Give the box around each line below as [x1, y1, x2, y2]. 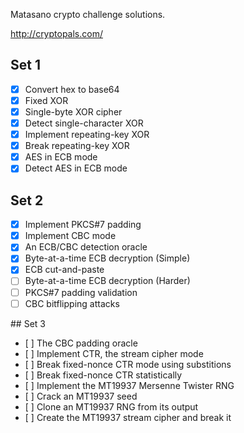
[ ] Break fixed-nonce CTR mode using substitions [24, 358, 232, 370]
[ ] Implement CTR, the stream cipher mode [24, 347, 204, 359]
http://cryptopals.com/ [10, 28, 103, 39]
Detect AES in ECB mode [24, 162, 128, 174]
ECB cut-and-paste [24, 264, 105, 276]
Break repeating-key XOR [24, 140, 130, 152]
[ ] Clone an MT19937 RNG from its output [24, 400, 199, 413]
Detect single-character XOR [24, 117, 144, 129]
